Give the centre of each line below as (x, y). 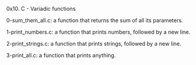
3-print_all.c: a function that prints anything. (61, 55)
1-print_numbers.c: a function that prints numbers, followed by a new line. (99, 32)
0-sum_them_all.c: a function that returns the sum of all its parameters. (95, 20)
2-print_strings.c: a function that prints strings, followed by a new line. (94, 44)
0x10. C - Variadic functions (41, 9)
